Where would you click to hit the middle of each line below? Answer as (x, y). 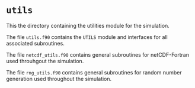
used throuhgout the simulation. (45, 61)
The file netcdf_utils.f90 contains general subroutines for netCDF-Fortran (98, 54)
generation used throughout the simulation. (59, 79)
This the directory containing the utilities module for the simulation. (88, 25)
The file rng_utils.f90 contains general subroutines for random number (94, 72)
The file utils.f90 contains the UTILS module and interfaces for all (87, 37)
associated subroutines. (36, 43)
